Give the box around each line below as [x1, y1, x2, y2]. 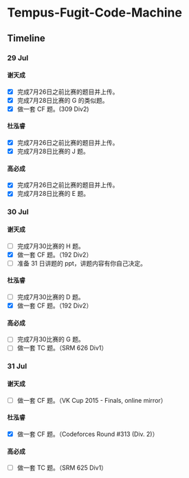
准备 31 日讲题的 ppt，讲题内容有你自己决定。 [16, 259, 146, 267]
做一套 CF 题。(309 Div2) [16, 105, 89, 113]
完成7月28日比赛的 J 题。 [16, 147, 89, 156]
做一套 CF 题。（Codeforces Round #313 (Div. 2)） [16, 430, 159, 438]
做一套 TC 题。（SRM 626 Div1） [16, 343, 108, 352]
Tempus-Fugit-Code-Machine [7, 5, 182, 21]
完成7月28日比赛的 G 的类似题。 [16, 96, 109, 104]
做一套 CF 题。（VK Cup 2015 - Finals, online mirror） [16, 396, 167, 404]
